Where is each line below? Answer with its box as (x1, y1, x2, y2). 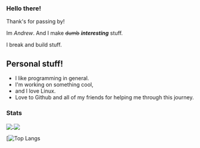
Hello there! (6, 4, 42, 13)
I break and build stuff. (6, 41, 62, 49)
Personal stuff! (6, 58, 63, 69)
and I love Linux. (14, 87, 56, 94)
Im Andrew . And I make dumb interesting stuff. (6, 29, 123, 37)
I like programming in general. (14, 75, 89, 82)
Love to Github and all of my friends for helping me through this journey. (14, 94, 194, 101)
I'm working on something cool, (14, 81, 93, 88)
